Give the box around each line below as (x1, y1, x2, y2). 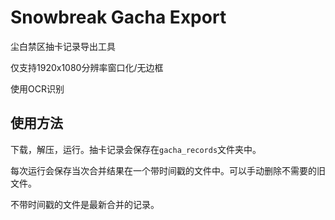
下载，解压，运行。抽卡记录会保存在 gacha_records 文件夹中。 (10, 143, 262, 155)
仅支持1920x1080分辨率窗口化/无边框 (10, 61, 164, 73)
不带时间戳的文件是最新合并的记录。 (10, 198, 160, 210)
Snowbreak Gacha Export (10, 6, 227, 29)
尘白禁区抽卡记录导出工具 (10, 40, 116, 52)
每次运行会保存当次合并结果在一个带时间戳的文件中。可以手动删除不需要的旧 (10, 164, 326, 176)
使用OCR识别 (10, 82, 65, 95)
